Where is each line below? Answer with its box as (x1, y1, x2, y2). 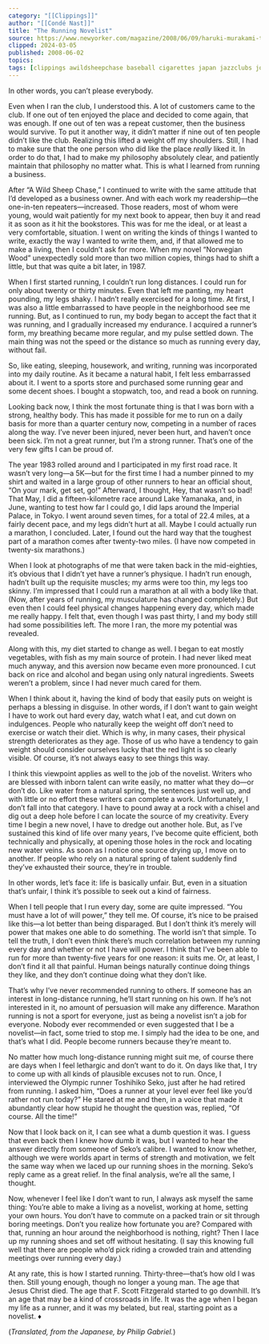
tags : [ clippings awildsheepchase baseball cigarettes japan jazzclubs (8, 64, 252, 72)
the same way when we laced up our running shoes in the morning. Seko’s (8, 1161, 254, 1170)
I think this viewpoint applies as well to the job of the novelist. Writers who (8, 768, 252, 778)
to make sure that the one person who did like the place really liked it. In (8, 143, 246, 153)
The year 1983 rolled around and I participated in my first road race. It (8, 460, 238, 469)
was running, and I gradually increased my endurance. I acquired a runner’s (8, 320, 258, 329)
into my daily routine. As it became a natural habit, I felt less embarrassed (8, 369, 251, 379)
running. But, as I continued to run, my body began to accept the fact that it (8, 311, 257, 320)
